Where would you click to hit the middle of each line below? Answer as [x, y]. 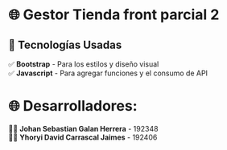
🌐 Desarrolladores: [73, 106]
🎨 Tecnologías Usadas [65, 45]
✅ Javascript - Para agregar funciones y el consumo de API [108, 73]
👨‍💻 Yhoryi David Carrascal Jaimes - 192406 [83, 137]
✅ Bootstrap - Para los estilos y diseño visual [84, 64]
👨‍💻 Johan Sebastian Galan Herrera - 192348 [83, 128]
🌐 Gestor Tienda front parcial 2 [114, 15]
